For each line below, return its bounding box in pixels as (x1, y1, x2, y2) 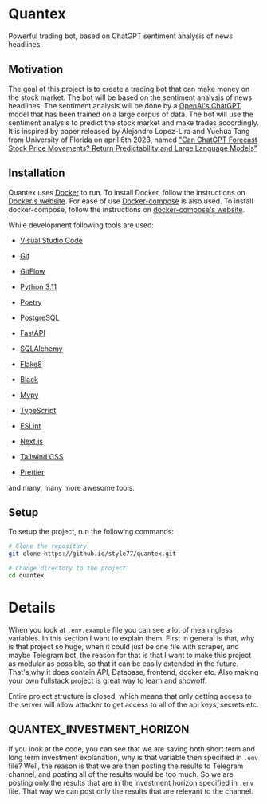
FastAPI (19, 328, 45, 337)
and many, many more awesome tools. (8, 483, 135, 492)
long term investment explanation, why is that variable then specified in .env (8, 752, 259, 762)
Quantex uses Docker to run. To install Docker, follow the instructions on (8, 187, 245, 197)
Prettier (19, 467, 45, 477)
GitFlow (19, 266, 45, 276)
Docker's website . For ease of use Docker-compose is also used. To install (8, 196, 253, 206)
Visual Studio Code (19, 235, 84, 245)
